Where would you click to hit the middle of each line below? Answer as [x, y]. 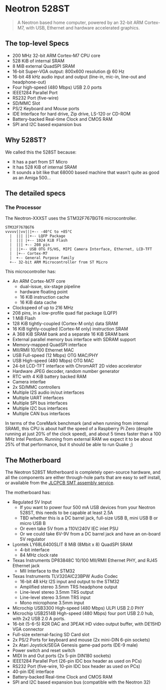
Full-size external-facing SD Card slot [51, 635]
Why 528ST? [26, 140]
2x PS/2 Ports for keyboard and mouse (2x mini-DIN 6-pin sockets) [81, 640]
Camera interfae [29, 382]
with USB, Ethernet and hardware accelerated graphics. [83, 27]
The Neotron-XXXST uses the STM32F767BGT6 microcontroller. [71, 218]
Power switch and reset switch [44, 651]
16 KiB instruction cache [44, 297]
